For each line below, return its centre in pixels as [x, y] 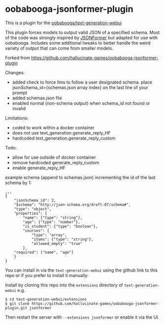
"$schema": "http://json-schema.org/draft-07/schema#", [73, 205]
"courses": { [36, 231]
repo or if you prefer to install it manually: [47, 275]
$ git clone [17, 303]
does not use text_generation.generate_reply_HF [61, 133]
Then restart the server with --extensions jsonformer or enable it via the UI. [82, 317]
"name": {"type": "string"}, [53, 218]
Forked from [18, 57]
